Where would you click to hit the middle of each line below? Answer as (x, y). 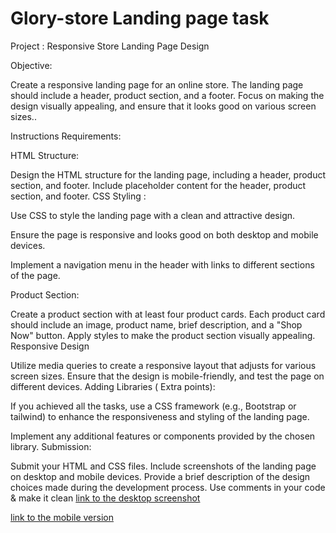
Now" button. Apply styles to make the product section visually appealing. (163, 335)
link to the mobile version (62, 517)
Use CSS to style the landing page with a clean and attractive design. (153, 215)
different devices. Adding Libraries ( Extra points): (113, 386)
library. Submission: (51, 446)
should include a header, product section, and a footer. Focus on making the (167, 95)
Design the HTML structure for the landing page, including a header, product (168, 174)
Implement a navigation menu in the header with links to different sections (162, 264)
